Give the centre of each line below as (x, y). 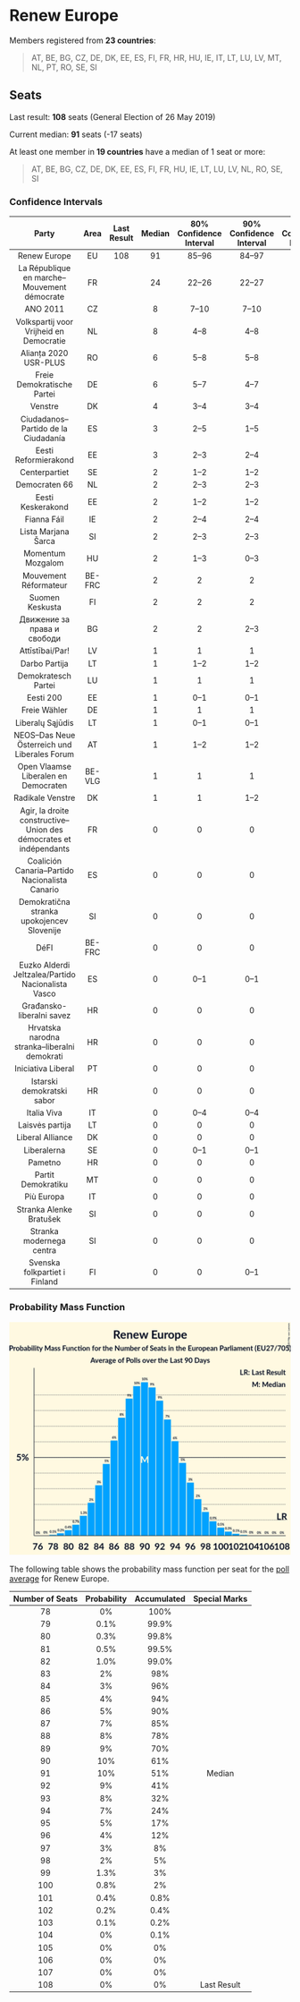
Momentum (45, 554)
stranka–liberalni (45, 1047)
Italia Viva (44, 1112)
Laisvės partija (44, 1125)
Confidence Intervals (56, 201)
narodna (45, 1037)
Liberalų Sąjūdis (44, 722)
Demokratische (45, 385)
